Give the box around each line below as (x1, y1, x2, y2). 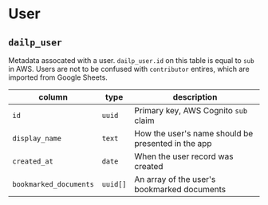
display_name (12, 134, 62, 143)
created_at (12, 157, 53, 166)
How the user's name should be (134, 128, 254, 139)
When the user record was (134, 151, 234, 162)
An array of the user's (134, 174, 216, 184)
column (38, 92, 68, 102)
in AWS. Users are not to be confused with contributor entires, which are (8, 65, 250, 73)
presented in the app (134, 138, 212, 148)
